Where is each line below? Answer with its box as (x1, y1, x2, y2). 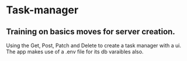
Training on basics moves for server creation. (6, 27, 175, 37)
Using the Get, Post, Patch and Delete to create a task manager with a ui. (6, 42, 181, 49)
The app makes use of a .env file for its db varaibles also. (6, 48, 144, 55)
